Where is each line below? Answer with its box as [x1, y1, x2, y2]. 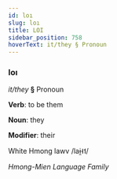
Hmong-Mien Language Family [8, 162, 109, 172]
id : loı [8, 11, 34, 20]
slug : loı [8, 19, 41, 27]
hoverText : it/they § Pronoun [8, 41, 108, 49]
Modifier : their [8, 131, 56, 140]
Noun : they [8, 115, 45, 125]
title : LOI [8, 26, 44, 34]
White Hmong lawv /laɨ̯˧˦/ [8, 147, 89, 156]
